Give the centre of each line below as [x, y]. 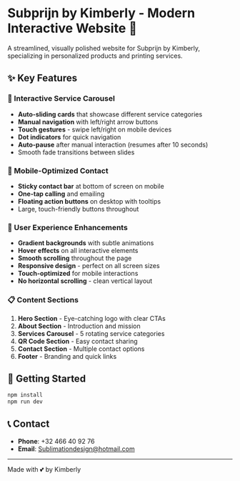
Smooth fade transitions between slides [76, 152]
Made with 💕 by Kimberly [44, 469]
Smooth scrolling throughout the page [75, 258]
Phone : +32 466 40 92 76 [56, 441]
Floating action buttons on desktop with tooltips [89, 201]
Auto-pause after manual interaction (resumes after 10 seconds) [113, 144]
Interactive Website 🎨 [72, 28]
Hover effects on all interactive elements [78, 251]
